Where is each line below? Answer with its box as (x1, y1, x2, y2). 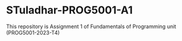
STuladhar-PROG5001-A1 (6, 4, 133, 17)
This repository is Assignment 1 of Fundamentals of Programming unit (6, 23, 177, 30)
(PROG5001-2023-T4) (6, 29, 60, 36)
